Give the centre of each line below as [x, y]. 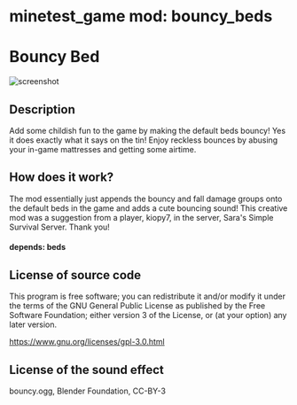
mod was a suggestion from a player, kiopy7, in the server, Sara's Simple [141, 217]
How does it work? [62, 178]
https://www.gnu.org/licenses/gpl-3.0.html [87, 342]
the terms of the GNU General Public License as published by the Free [137, 306]
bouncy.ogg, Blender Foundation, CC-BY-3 [88, 391]
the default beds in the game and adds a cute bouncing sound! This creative [148, 208]
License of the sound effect [86, 370]
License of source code [75, 275]
